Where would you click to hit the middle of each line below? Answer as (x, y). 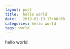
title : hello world (26, 14)
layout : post (18, 10)
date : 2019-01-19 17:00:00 (35, 19)
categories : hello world (31, 24)
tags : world (17, 28)
